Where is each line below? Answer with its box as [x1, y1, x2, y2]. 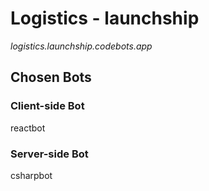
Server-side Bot [10, 147, 89, 161]
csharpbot [10, 169, 53, 181]
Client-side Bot [10, 99, 85, 113]
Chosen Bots [10, 69, 92, 86]
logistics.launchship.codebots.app [10, 40, 153, 52]
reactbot [10, 122, 46, 134]
